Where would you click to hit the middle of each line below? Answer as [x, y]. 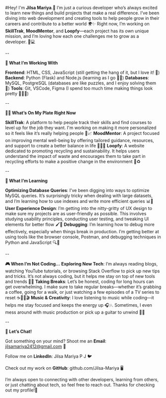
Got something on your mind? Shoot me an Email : [56, 341]
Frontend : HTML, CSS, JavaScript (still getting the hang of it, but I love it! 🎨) [83, 72]
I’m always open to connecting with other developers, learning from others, [82, 379]
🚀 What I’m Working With [31, 63]
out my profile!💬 [22, 390]
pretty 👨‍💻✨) [17, 94]
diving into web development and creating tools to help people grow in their [82, 18]
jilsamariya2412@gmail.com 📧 [36, 346]
